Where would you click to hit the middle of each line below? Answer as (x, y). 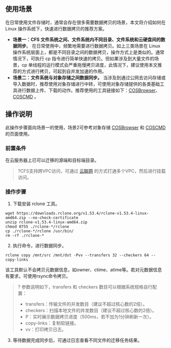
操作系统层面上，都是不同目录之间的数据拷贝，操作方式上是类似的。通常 (88, 52)
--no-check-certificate (53, 218)
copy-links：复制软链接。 (52, 323)
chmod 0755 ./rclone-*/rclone (37, 227)
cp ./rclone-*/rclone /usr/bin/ (39, 231)
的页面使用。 (19, 134)
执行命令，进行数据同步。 (39, 246)
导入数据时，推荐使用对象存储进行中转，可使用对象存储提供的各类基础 (86, 84)
